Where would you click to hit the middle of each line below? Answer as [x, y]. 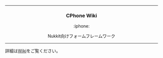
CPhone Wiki [81, 15]
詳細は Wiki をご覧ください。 [33, 51]
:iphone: [81, 26]
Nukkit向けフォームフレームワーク [81, 36]
